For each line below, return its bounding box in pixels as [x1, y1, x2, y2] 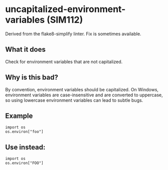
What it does [5, 45, 46, 54]
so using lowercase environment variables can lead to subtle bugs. [5, 97, 143, 103]
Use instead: [5, 143, 46, 151]
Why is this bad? [5, 73, 59, 82]
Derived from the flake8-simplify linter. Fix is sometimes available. [5, 31, 141, 37]
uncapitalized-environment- [5, 4, 126, 15]
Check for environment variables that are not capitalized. [5, 59, 123, 65]
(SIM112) [47, 14, 83, 26]
